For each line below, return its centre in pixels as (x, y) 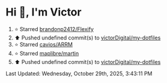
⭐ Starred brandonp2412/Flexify (54, 29)
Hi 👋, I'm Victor (44, 12)
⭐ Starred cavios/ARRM (44, 44)
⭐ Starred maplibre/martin (47, 53)
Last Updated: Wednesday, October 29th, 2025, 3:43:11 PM (79, 73)
